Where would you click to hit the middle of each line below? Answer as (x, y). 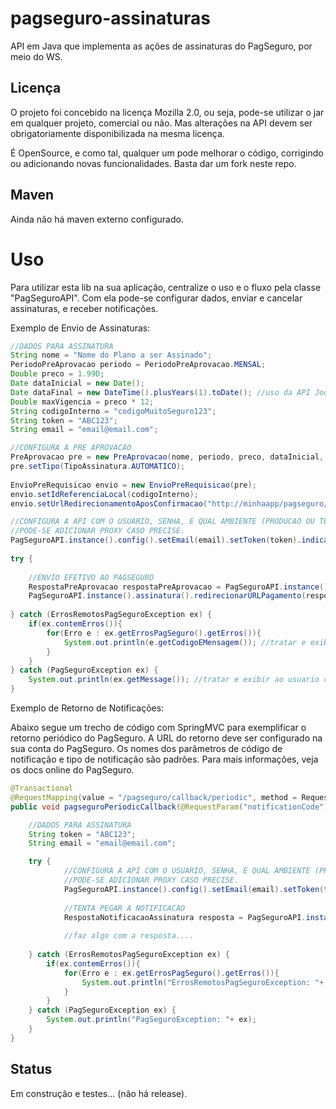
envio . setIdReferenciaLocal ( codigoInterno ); (104, 494)
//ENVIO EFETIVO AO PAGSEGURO (91, 577)
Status (31, 1069)
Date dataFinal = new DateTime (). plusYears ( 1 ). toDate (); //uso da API (160, 392)
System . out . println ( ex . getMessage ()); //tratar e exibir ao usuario (174, 680)
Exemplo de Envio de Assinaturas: (80, 328)
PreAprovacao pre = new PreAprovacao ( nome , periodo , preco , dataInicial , (167, 457)
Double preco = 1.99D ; (57, 374)
